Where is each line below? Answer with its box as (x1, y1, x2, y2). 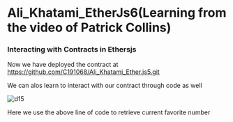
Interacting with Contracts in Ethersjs (7, 45, 137, 54)
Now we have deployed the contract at (7, 61, 119, 69)
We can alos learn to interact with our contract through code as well (7, 82, 202, 90)
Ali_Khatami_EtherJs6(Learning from (7, 5, 227, 21)
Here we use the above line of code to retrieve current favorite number (7, 108, 211, 116)
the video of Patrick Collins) (7, 20, 172, 36)
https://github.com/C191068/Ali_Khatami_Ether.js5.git (7, 68, 160, 76)
